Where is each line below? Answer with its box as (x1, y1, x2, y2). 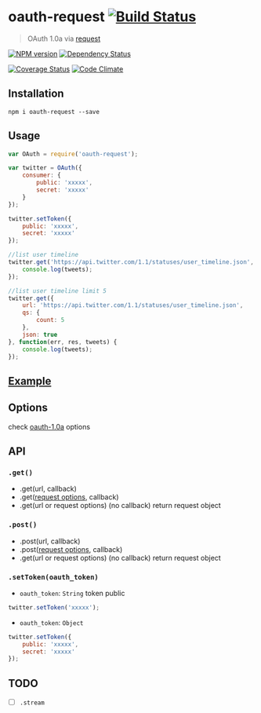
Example (8, 374, 52, 388)
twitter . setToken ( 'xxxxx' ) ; (8, 603, 100, 612)
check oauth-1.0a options (8, 422, 91, 431)
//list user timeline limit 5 (8, 287, 107, 294)
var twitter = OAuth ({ (8, 164, 82, 172)
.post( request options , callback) (19, 544, 123, 554)
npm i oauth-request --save (8, 108, 100, 115)
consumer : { (22, 171, 61, 180)
